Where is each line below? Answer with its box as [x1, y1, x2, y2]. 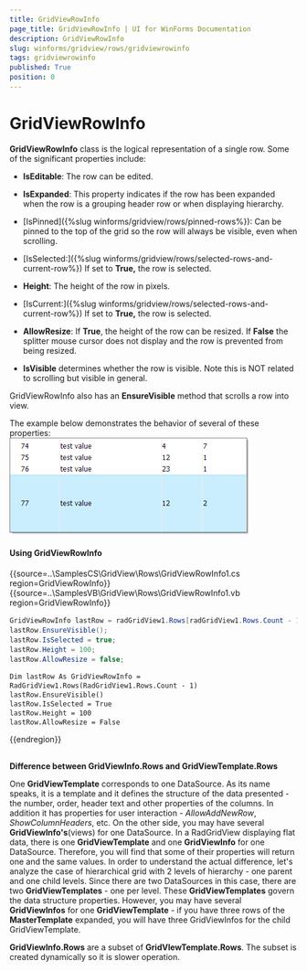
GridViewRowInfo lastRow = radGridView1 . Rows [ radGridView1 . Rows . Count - [9, 616, 292, 625]
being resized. [22, 345, 77, 356]
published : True [9, 63, 71, 72]
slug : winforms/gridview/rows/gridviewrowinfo [9, 44, 190, 53]
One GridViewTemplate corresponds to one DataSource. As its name [9, 778, 271, 789]
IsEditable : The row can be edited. [22, 170, 153, 182]
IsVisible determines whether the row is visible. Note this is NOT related [22, 362, 294, 374]
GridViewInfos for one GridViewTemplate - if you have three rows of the [9, 904, 285, 915]
